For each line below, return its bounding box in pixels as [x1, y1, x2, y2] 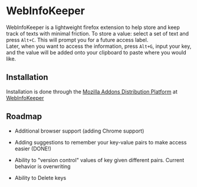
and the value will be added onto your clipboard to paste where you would [6, 49, 187, 56]
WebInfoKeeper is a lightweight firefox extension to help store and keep [6, 24, 180, 31]
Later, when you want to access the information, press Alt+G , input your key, [6, 43, 192, 50]
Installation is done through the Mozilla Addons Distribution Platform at [6, 88, 178, 95]
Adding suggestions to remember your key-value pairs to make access [14, 138, 187, 146]
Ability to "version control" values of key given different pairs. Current [14, 156, 185, 163]
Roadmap [6, 111, 42, 122]
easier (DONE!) [14, 145, 52, 152]
